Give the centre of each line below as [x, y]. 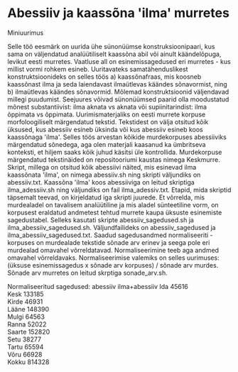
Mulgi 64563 [26, 317]
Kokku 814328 [28, 362]
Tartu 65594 [26, 346]
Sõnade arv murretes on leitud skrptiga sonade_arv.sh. [88, 273]
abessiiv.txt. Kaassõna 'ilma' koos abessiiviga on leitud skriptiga [101, 182]
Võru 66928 [25, 354]
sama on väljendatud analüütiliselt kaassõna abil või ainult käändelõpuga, [114, 54]
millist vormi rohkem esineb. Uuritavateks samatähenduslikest [98, 69]
